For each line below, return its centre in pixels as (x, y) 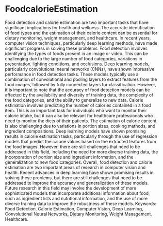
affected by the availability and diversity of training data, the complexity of (79, 95)
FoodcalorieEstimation (51, 9)
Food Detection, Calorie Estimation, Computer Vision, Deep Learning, (74, 208)
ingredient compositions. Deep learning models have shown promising (75, 131)
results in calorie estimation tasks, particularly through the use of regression (81, 136)
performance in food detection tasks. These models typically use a (72, 74)
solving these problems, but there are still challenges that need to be (73, 178)
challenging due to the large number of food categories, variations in (73, 58)
